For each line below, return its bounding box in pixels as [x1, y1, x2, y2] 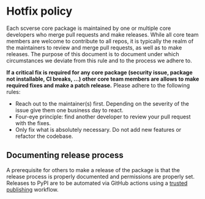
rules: [6, 88, 21, 95]
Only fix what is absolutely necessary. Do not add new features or [15, 126, 182, 133]
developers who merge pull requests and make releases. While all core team [6, 31, 199, 38]
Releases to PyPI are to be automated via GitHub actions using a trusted [6, 179, 188, 187]
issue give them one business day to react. [15, 106, 124, 114]
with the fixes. [15, 119, 51, 126]
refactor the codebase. [15, 132, 73, 140]
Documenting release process [6, 150, 124, 161]
